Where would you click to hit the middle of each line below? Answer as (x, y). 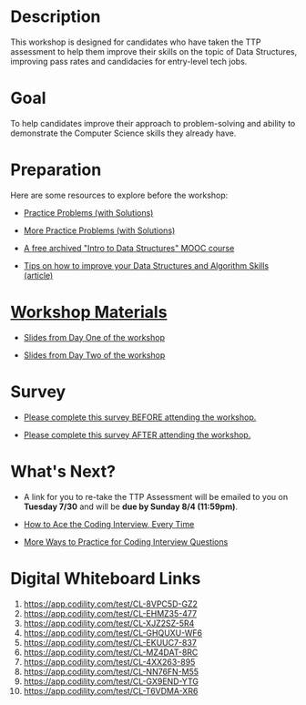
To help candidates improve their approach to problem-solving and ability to (153, 123)
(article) (38, 275)
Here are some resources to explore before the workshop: (119, 195)
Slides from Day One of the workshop (94, 337)
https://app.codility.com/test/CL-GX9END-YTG (111, 681)
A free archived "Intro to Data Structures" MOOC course (129, 248)
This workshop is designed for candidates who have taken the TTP (136, 42)
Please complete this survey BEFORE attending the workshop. (140, 417)
